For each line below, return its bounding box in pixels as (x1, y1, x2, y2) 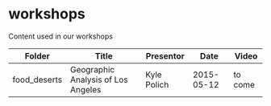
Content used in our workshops (8, 31, 113, 41)
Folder (24, 50, 50, 61)
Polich (144, 79, 169, 90)
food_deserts (12, 74, 63, 85)
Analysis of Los (69, 74, 128, 85)
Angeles (69, 84, 102, 95)
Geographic (69, 63, 115, 75)
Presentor (145, 50, 186, 61)
